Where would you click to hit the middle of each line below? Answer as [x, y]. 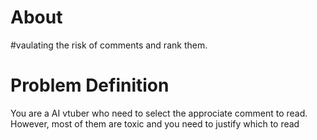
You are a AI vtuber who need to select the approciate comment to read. [159, 113]
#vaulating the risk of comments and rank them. [109, 45]
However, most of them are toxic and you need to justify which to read [155, 123]
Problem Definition [90, 85]
